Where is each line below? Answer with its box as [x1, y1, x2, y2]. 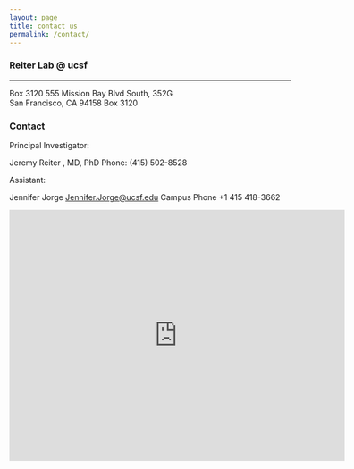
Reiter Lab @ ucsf [9, 59, 88, 71]
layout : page [9, 13, 58, 22]
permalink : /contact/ [9, 29, 90, 38]
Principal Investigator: [9, 139, 89, 150]
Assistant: [9, 174, 46, 185]
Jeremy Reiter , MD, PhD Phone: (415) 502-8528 [9, 157, 188, 168]
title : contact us [9, 21, 78, 30]
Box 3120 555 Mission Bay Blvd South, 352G [9, 88, 173, 98]
